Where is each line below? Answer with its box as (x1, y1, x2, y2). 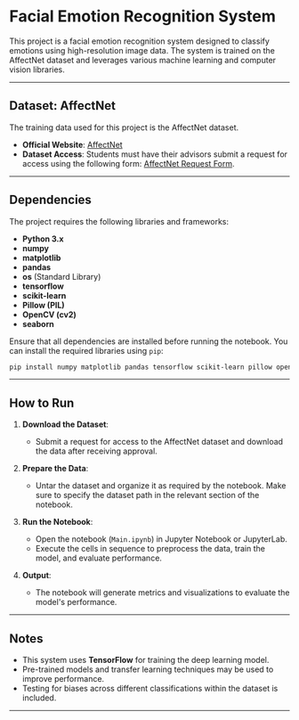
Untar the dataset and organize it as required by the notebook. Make (35, 480, 287, 491)
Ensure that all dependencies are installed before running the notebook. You (9, 336, 288, 347)
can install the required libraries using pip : (9, 345, 164, 356)
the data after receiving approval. (35, 446, 158, 456)
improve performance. (21, 674, 105, 684)
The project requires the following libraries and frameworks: (9, 216, 230, 226)
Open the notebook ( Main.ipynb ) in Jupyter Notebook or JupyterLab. (35, 534, 287, 544)
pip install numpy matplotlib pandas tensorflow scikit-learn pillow (9, 363, 273, 372)
